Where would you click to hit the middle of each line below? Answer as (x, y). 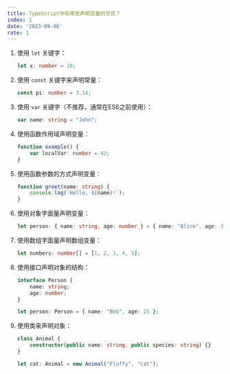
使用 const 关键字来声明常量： (60, 80)
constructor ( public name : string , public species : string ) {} (120, 345)
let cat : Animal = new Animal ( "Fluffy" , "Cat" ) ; (88, 364)
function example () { (48, 147)
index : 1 (20, 20)
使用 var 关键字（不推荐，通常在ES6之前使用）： (85, 107)
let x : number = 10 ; (46, 66)
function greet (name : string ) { (63, 187)
